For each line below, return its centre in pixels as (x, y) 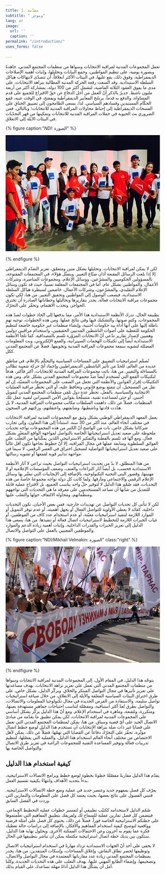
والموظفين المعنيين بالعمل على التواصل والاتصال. (50, 530)
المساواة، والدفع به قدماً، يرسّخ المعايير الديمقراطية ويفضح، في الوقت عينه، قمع (78, 98)
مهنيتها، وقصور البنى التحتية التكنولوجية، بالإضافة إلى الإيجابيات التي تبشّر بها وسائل (80, 474)
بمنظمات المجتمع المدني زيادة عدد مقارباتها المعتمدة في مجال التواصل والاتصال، (78, 856)
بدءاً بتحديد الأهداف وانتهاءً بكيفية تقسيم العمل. (47, 781)
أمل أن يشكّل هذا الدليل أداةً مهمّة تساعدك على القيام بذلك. (59, 867)
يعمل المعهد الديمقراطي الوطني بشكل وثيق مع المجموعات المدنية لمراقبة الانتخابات (82, 417)
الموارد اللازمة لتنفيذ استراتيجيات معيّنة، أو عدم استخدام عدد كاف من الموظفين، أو (80, 514)
